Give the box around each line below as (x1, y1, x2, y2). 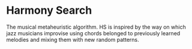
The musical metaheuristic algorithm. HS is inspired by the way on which (6, 23, 186, 30)
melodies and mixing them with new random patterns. (6, 36, 139, 43)
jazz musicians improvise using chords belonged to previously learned (6, 29, 181, 36)
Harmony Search (6, 4, 92, 17)
